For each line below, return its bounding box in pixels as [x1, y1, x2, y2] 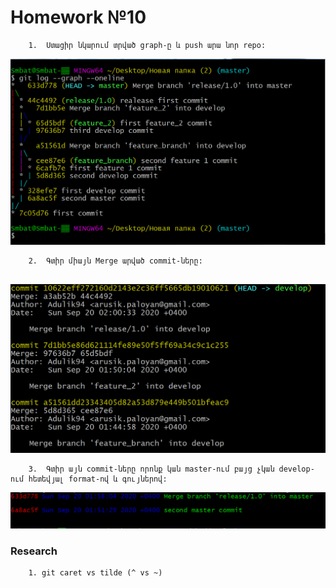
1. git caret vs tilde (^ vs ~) [28, 568, 163, 578]
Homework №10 [10, 6, 147, 29]
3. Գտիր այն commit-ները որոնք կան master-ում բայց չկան [28, 464, 275, 475]
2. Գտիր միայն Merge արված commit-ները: [28, 256, 203, 266]
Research [10, 544, 58, 558]
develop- [278, 464, 315, 475]
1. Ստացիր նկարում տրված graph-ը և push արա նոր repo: [28, 40, 267, 50]
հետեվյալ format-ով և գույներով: [28, 474, 168, 485]
